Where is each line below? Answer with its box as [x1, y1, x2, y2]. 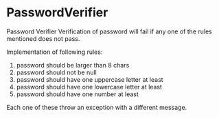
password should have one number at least [16, 90, 139, 98]
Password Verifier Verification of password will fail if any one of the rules [6, 27, 212, 35]
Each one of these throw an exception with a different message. [6, 103, 187, 111]
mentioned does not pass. [6, 34, 80, 42]
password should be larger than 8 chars [16, 61, 130, 69]
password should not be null [16, 68, 97, 76]
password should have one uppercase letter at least [16, 75, 163, 83]
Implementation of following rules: [6, 48, 103, 56]
